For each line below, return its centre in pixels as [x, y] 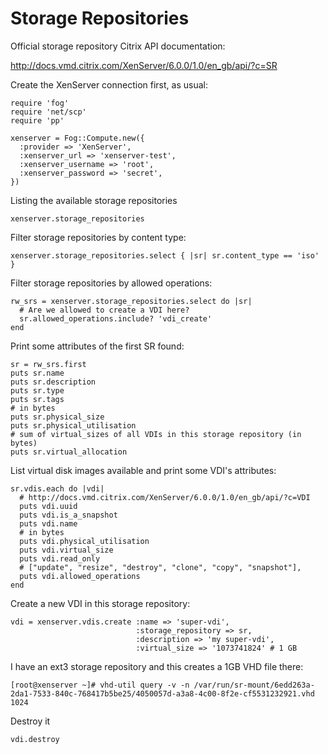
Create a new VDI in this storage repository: [100, 603]
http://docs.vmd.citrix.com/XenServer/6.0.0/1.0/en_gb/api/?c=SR [144, 65]
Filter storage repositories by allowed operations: [111, 283]
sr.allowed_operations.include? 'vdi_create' [116, 318]
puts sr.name [37, 373]
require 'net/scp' [48, 112]
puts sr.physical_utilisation [73, 425]
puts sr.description [53, 382]
